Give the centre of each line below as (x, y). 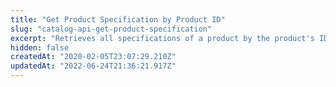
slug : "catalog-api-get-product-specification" (111, 29)
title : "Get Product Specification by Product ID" (118, 19)
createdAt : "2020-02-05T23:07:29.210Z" (93, 57)
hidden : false (40, 47)
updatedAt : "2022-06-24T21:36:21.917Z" (93, 66)
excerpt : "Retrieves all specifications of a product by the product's (162, 38)
